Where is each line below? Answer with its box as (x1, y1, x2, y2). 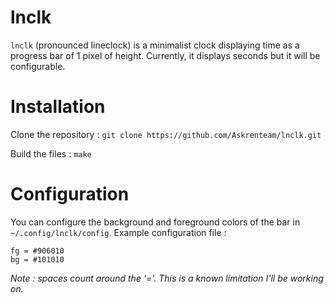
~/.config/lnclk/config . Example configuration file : (10, 226, 227, 238)
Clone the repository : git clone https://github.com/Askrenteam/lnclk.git (10, 128, 322, 140)
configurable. (10, 60, 66, 72)
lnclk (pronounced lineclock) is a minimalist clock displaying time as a (10, 39, 300, 51)
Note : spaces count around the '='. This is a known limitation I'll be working (10, 272, 324, 284)
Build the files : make (10, 147, 92, 160)
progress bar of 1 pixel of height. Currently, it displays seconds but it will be (10, 49, 321, 61)
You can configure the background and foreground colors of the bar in (10, 216, 301, 228)
